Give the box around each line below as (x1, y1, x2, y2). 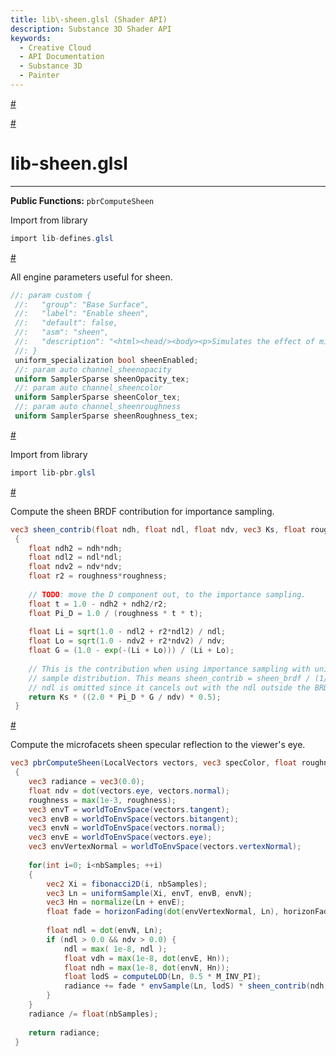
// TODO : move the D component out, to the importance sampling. (28, 589, 307, 600)
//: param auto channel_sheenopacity (14, 364, 172, 375)
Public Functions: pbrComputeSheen (10, 194, 155, 206)
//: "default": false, (14, 318, 118, 328)
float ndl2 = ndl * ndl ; (28, 552, 123, 563)
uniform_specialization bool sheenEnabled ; (14, 355, 199, 365)
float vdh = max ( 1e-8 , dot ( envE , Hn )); (63, 953, 230, 963)
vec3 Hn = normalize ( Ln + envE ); (46, 897, 186, 908)
